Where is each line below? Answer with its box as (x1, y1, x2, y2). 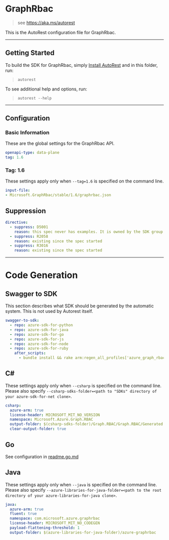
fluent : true (10, 511, 37, 516)
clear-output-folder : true (10, 426, 66, 431)
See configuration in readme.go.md (5, 454, 79, 460)
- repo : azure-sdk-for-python (10, 323, 73, 328)
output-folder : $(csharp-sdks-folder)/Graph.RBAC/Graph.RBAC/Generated (10, 422, 163, 427)
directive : (5, 220, 28, 225)
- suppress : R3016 (10, 243, 49, 248)
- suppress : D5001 (10, 224, 49, 229)
